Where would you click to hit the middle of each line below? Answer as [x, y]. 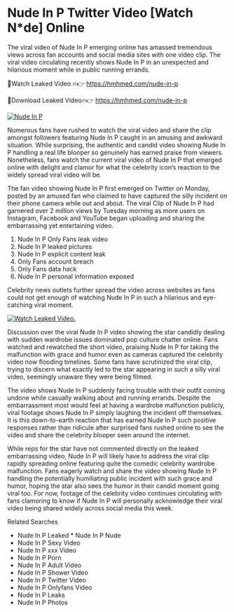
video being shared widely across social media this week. [90, 508]
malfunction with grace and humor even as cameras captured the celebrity [115, 354]
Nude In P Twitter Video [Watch [101, 13]
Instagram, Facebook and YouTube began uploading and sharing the [106, 218]
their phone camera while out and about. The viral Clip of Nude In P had [111, 203]
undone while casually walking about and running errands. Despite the [109, 397]
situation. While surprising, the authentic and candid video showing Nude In [117, 144]
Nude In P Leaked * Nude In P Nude [69, 535]
